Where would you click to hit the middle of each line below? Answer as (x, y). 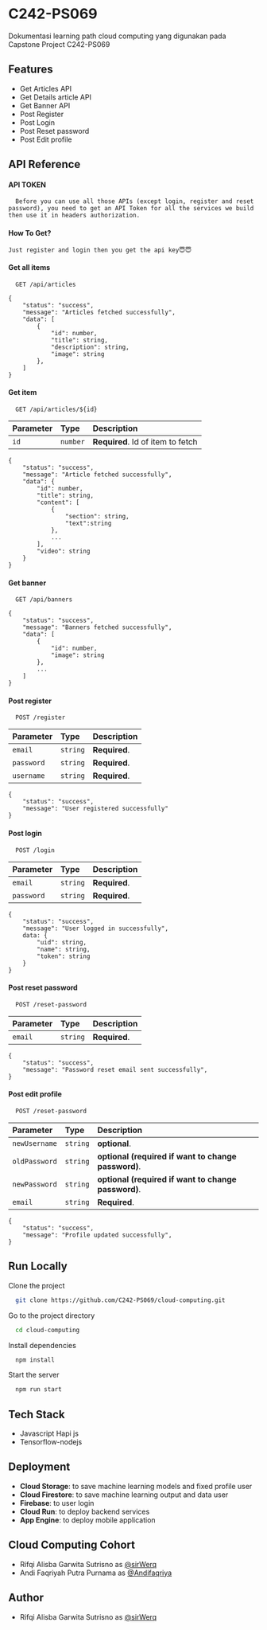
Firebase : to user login (57, 1503)
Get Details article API (55, 97)
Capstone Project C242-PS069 (59, 44)
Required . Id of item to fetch (145, 441)
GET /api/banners (44, 600)
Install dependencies (43, 1345)
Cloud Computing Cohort (72, 1545)
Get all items (29, 268)
